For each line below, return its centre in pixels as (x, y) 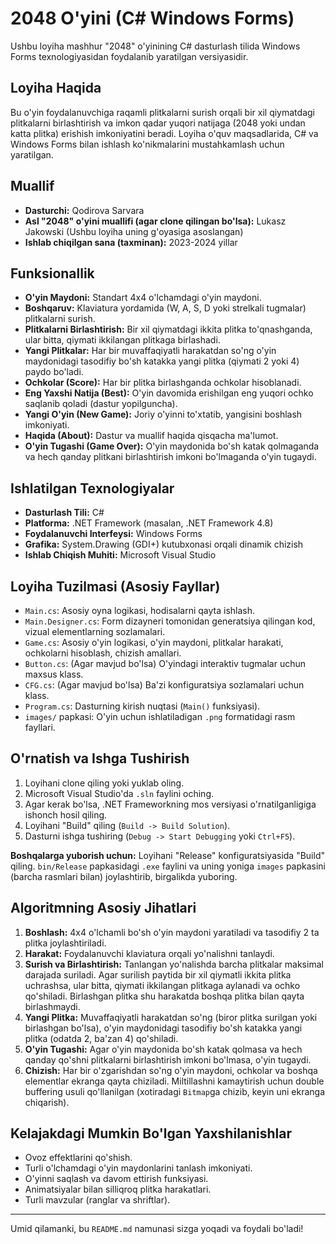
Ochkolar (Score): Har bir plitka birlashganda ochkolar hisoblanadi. (163, 383)
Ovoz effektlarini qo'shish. (78, 1158)
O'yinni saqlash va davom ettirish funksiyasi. (116, 1179)
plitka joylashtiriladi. (65, 943)
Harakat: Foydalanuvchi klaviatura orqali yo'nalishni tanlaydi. (149, 953)
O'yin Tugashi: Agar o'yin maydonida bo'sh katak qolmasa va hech (163, 1049)
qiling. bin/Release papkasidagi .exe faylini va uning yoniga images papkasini (168, 866)
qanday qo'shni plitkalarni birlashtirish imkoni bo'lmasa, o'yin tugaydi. (168, 1059)
